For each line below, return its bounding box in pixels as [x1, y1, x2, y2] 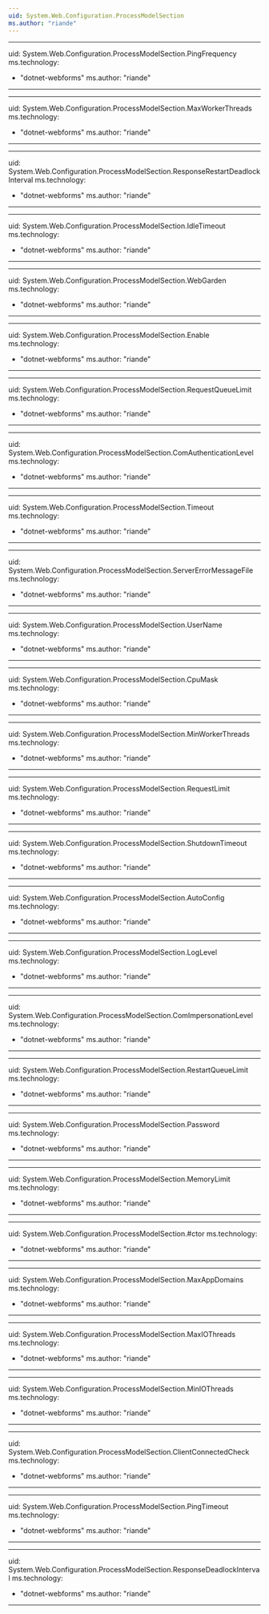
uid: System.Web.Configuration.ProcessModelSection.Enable [8, 330, 210, 340]
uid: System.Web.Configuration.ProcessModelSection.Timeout [8, 502, 215, 512]
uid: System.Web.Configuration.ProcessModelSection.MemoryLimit [8, 1174, 231, 1184]
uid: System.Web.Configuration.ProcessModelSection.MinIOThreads [8, 1383, 234, 1394]
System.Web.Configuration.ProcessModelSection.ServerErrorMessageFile [8, 566, 254, 575]
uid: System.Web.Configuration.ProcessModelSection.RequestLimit [8, 783, 231, 793]
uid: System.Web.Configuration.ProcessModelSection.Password [8, 1119, 220, 1129]
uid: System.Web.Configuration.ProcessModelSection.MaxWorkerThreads [8, 103, 252, 113]
